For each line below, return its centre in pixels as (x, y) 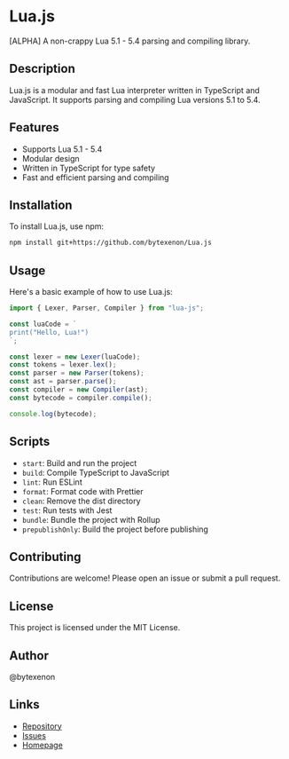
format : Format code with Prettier (82, 491)
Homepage (43, 745)
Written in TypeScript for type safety (89, 168)
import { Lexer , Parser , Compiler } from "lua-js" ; (106, 308)
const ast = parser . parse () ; (63, 382)
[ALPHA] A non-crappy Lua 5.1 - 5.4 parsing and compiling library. (130, 41)
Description (42, 69)
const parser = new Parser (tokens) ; (77, 373)
